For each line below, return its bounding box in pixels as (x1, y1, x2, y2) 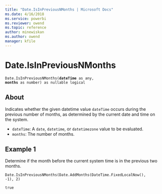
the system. (5, 116, 29, 122)
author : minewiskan (5, 30, 44, 35)
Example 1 (5, 145, 36, 153)
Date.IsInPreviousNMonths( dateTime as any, (5, 76, 94, 81)
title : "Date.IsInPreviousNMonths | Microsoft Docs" (5, 7, 114, 12)
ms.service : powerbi (5, 16, 47, 21)
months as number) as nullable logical (5, 80, 86, 85)
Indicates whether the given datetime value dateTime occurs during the (5, 106, 146, 112)
